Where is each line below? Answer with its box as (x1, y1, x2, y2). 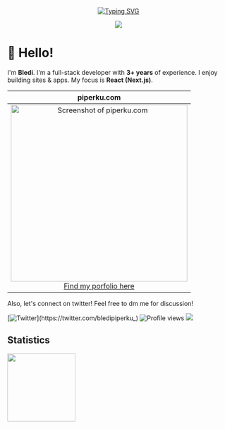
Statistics (7, 334, 51, 346)
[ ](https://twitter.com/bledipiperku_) (7, 314, 139, 322)
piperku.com (77, 92, 121, 102)
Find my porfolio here (63, 281, 135, 290)
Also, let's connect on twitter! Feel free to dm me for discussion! (7, 299, 194, 307)
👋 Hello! (7, 45, 54, 61)
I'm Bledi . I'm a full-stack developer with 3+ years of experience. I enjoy (7, 68, 218, 76)
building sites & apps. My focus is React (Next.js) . (7, 76, 153, 84)
